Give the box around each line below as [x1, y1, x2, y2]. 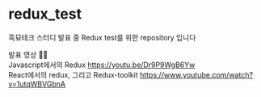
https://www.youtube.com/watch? [140, 70, 253, 79]
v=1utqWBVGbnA [8, 78, 66, 89]
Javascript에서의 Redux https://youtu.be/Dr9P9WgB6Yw [8, 60, 196, 70]
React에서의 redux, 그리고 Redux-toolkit [8, 70, 139, 79]
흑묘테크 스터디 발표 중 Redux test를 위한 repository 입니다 [8, 32, 196, 42]
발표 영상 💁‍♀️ [8, 49, 48, 59]
